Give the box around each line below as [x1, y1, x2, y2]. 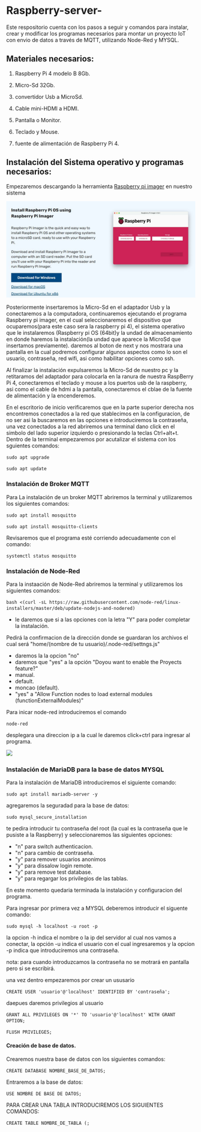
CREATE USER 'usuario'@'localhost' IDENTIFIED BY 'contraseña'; [6, 989, 170, 995]
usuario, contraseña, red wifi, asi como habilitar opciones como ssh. [6, 355, 175, 362]
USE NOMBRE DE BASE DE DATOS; [6, 1090, 82, 1096]
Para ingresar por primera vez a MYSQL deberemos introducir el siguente [6, 904, 188, 912]
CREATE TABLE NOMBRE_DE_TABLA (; [6, 1120, 90, 1126]
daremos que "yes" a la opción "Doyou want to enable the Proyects [14, 659, 182, 666]
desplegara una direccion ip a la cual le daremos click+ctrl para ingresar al [6, 732, 191, 739]
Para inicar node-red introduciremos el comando [6, 709, 127, 716]
